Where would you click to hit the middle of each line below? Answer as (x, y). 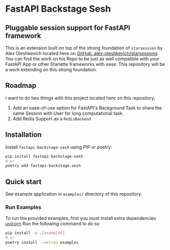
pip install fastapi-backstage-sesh (44, 156)
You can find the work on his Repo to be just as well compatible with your (82, 59)
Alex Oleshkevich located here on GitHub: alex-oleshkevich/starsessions (82, 53)
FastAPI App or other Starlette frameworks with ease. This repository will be (85, 64)
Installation (23, 135)
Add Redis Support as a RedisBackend (52, 118)
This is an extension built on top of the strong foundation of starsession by (84, 48)
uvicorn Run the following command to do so (52, 224)
